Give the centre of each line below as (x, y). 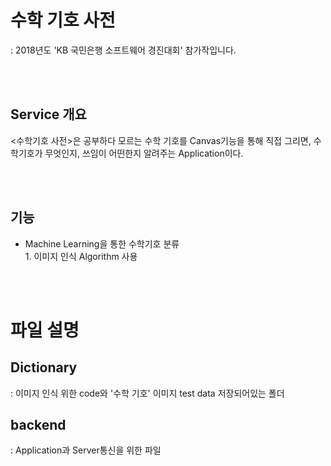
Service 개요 (48, 114)
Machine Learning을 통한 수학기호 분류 (102, 243)
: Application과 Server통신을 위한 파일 (86, 450)
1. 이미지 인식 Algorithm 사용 (81, 256)
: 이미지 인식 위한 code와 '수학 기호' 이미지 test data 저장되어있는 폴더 (147, 393)
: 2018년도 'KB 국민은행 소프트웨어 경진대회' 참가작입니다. (123, 50)
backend (38, 424)
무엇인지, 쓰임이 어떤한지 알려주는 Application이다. (144, 153)
